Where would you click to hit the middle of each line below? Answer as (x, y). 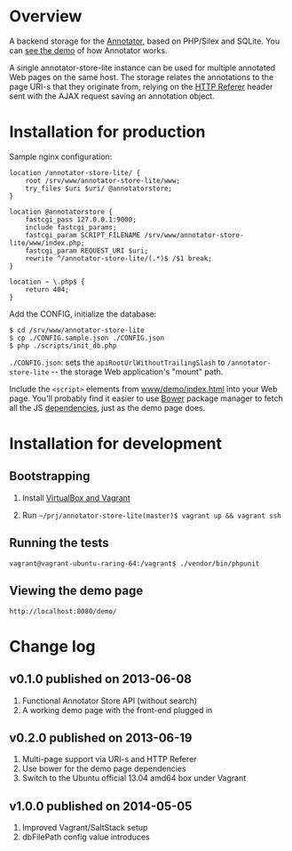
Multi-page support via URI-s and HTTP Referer (109, 759)
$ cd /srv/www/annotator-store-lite (77, 330)
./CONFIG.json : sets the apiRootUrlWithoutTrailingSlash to (117, 362)
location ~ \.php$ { (47, 282)
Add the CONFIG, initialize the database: (83, 314)
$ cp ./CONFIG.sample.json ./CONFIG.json (87, 338)
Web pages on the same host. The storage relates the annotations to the (142, 76)
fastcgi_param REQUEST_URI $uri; (87, 251)
